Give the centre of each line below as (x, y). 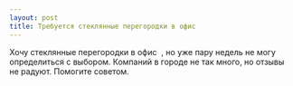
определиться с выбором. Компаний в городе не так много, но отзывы (147, 62)
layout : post (34, 18)
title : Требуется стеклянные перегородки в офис (103, 26)
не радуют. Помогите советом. (69, 71)
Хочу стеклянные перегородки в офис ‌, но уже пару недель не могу (142, 52)
